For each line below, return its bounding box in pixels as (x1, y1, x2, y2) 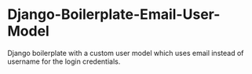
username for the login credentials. (7, 57, 121, 66)
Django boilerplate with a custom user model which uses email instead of (7, 48, 244, 57)
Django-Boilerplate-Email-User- (7, 6, 221, 24)
